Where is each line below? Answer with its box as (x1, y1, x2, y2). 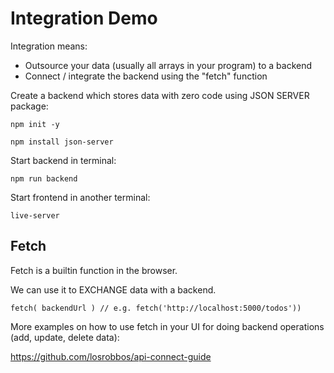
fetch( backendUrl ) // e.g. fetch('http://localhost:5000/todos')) (10, 303, 302, 313)
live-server (10, 210, 60, 221)
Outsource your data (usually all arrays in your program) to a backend (24, 59, 313, 71)
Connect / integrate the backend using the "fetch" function (24, 70, 268, 82)
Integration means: (10, 40, 88, 52)
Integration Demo (10, 7, 158, 30)
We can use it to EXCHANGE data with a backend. (10, 283, 217, 296)
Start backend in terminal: (10, 154, 117, 166)
